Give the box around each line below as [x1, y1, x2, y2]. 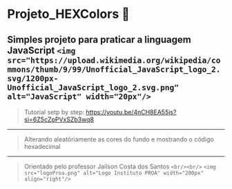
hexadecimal [23, 143, 61, 150]
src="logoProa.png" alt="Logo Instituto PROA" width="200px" [23, 170, 204, 177]
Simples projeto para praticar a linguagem [7, 34, 191, 46]
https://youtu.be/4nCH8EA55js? [86, 108, 177, 116]
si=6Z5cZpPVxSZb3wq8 [23, 115, 95, 123]
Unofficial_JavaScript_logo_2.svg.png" [7, 82, 180, 92]
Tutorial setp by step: [23, 108, 85, 116]
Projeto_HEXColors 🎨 [7, 6, 130, 22]
